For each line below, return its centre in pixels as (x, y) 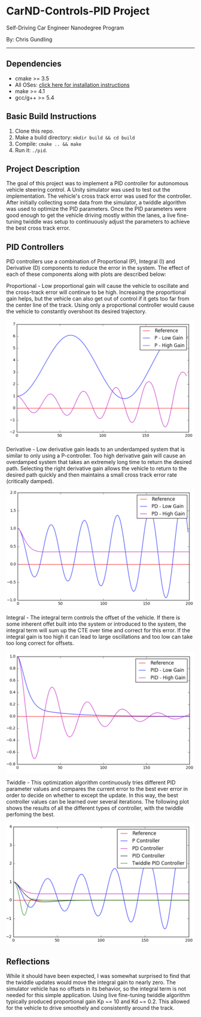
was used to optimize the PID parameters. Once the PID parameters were (96, 209)
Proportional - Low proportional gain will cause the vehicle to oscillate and (98, 286)
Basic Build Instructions (51, 116)
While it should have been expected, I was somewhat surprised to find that (98, 976)
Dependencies (34, 64)
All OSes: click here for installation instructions (72, 85)
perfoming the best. (31, 814)
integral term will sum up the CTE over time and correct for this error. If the (98, 630)
